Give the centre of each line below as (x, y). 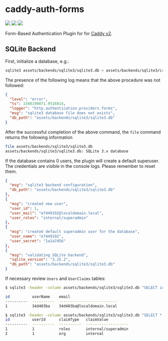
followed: (15, 85)
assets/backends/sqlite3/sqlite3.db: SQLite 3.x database (67, 151)
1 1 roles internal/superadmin (67, 329)
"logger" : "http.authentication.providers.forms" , (63, 109)
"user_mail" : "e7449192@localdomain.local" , (57, 213)
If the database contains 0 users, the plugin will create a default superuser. (82, 161)
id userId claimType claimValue (57, 320)
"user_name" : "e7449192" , (37, 236)
